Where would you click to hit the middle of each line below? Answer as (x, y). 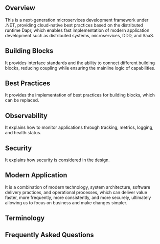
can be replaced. (22, 100)
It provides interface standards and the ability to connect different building (80, 63)
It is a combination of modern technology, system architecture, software (78, 187)
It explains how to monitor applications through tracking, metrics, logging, (79, 127)
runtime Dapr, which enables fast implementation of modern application (77, 30)
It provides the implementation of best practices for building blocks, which (80, 95)
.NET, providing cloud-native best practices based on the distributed (74, 25)
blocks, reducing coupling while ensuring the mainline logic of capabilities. (80, 68)
